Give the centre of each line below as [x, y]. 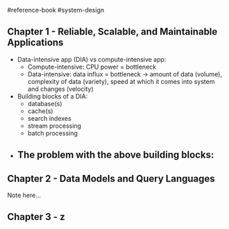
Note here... [24, 195]
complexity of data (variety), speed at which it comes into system [121, 81]
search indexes [49, 118]
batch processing [53, 133]
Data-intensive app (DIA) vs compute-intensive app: [92, 59]
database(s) [45, 103]
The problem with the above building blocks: [116, 155]
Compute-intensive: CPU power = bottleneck [92, 67]
